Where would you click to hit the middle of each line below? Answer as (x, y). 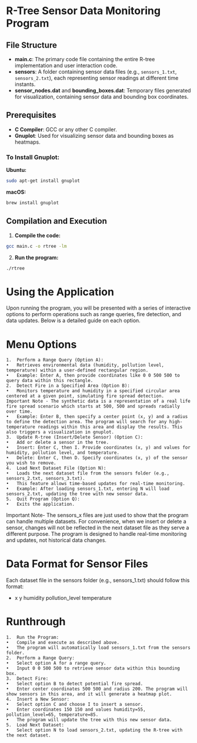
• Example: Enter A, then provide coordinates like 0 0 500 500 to (93, 376)
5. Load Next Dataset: (35, 725)
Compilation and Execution (56, 221)
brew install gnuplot (33, 203)
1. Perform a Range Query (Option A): (55, 360)
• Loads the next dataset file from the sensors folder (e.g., (88, 473)
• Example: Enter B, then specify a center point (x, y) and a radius (97, 417)
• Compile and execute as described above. (63, 643)
